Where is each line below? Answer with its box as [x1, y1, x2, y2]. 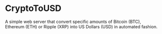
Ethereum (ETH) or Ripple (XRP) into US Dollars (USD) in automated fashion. [5, 23, 158, 29]
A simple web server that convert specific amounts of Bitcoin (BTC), [5, 19, 141, 24]
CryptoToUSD [5, 3, 62, 14]
